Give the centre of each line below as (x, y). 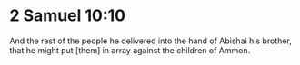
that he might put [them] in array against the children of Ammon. (130, 50)
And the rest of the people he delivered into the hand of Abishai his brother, (151, 41)
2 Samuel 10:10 (67, 16)
